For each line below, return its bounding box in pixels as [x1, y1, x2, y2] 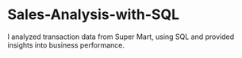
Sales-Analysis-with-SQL [7, 6, 180, 24]
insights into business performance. [7, 40, 125, 49]
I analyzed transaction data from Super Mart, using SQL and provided [7, 32, 235, 41]
